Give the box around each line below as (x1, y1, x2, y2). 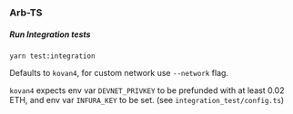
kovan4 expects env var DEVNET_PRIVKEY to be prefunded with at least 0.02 (9, 84, 285, 96)
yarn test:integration (9, 52, 96, 61)
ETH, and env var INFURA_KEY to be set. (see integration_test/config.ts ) (9, 94, 285, 105)
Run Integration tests (9, 29, 91, 40)
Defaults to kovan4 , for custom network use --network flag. (9, 67, 229, 78)
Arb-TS (9, 6, 43, 19)
